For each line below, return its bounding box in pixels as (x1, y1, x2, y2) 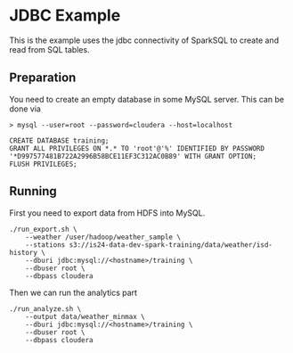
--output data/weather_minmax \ (25, 312, 145, 321)
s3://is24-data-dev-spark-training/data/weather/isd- (69, 240, 273, 250)
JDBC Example (9, 5, 121, 26)
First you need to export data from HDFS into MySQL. (9, 207, 206, 218)
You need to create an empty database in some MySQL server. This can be (9, 94, 285, 104)
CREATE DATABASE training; (9, 135, 110, 145)
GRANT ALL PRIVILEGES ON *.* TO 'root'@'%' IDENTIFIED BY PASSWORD (9, 144, 265, 152)
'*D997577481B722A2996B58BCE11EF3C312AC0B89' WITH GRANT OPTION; (9, 152, 256, 160)
